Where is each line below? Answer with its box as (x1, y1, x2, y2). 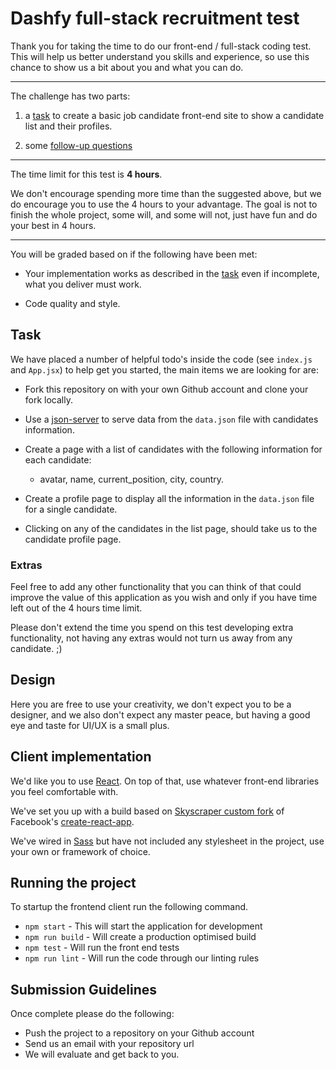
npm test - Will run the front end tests (24, 942, 180, 954)
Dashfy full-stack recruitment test (10, 7, 300, 30)
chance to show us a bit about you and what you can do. (10, 61, 244, 73)
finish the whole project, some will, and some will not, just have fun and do (10, 208, 318, 221)
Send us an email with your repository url (24, 1038, 195, 1050)
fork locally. (24, 393, 73, 406)
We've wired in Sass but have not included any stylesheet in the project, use (10, 835, 325, 847)
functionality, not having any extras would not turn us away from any (10, 632, 293, 644)
